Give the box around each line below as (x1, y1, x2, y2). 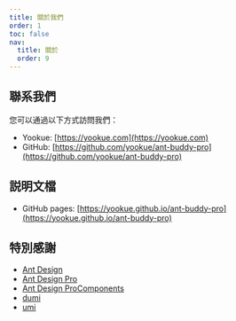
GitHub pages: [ (21, 203, 81, 214)
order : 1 (9, 21, 42, 30)
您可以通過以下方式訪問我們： (9, 114, 118, 125)
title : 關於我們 (9, 12, 64, 22)
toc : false (9, 29, 50, 38)
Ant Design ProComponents (21, 283, 124, 294)
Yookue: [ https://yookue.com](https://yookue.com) (21, 132, 208, 143)
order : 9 (17, 54, 50, 63)
